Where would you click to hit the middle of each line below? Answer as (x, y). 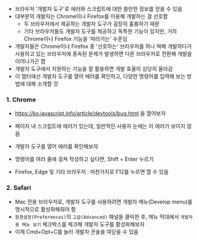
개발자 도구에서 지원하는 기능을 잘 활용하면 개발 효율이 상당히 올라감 (94, 69)
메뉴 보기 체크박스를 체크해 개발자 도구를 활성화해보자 (83, 224)
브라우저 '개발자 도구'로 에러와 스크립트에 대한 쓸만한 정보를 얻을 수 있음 (98, 9)
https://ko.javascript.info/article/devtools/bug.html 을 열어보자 (90, 113)
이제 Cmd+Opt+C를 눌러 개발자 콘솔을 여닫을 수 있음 (76, 231)
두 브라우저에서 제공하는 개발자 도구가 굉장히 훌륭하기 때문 (92, 24)
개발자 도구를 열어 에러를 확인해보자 (56, 146)
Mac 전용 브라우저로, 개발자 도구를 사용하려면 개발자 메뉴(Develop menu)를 (104, 201)
